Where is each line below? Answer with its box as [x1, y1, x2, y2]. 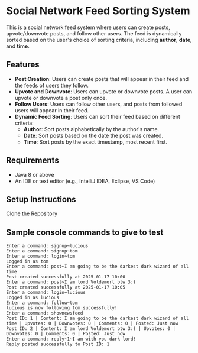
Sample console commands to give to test [6, 227, 164, 237]
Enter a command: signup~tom [6, 248, 78, 254]
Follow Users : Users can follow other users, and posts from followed [14, 101, 183, 108]
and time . [6, 43, 30, 50]
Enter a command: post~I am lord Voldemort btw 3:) [6, 279, 136, 285]
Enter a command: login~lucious [6, 290, 86, 296]
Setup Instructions [6, 194, 76, 205]
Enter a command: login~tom [6, 253, 76, 260]
